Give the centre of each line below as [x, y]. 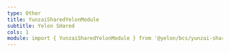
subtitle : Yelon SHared [41, 26]
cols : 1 [18, 32]
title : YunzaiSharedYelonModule [53, 20]
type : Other [24, 13]
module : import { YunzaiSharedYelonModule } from [79, 38]
